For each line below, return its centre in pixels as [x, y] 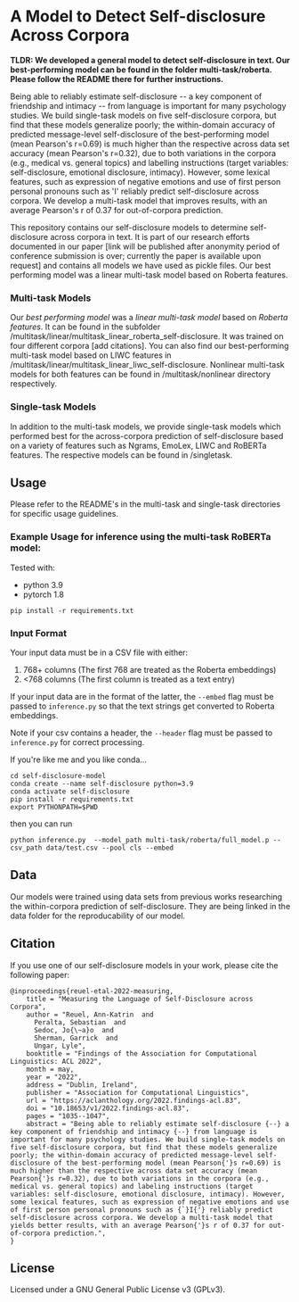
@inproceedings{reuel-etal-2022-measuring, [92, 991]
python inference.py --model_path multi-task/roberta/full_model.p [140, 840]
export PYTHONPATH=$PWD [54, 807]
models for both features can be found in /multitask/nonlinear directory [140, 374]
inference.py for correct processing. [77, 742]
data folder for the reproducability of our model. [98, 916]
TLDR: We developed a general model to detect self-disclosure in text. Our [150, 60]
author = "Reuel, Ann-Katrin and [90, 1015]
